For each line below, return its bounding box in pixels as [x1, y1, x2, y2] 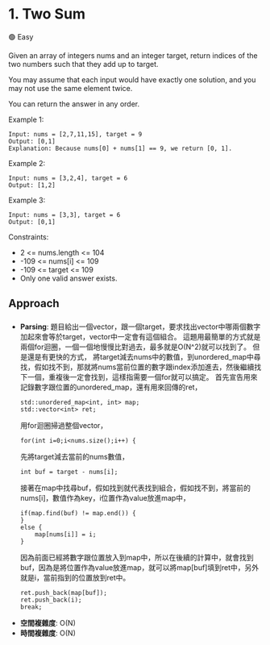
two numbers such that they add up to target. [8, 59, 159, 69]
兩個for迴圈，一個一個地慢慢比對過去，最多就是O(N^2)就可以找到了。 [19, 342, 251, 352]
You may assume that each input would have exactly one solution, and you [8, 74, 256, 85]
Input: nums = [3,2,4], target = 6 [8, 174, 128, 182]
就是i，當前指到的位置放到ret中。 [19, 573, 131, 583]
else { [19, 523, 43, 532]
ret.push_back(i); [19, 596, 82, 605]
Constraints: [8, 231, 49, 242]
